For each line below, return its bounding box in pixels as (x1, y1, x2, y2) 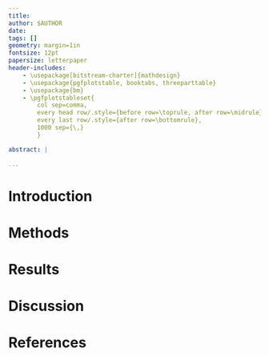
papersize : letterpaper (8, 57, 88, 65)
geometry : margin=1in (8, 42, 81, 50)
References (8, 334, 86, 352)
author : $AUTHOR (8, 19, 62, 27)
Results (8, 261, 60, 279)
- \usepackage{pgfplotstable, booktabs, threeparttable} (22, 79, 217, 87)
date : (8, 26, 26, 34)
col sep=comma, (37, 101, 88, 109)
